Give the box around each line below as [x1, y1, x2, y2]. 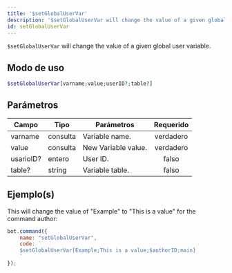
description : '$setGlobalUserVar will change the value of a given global [7, 17, 227, 23]
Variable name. [82, 131, 131, 141]
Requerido [153, 120, 189, 129]
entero [48, 153, 70, 163]
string [48, 165, 67, 175]
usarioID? [10, 153, 41, 163]
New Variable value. [82, 142, 147, 152]
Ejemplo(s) [7, 189, 55, 200]
